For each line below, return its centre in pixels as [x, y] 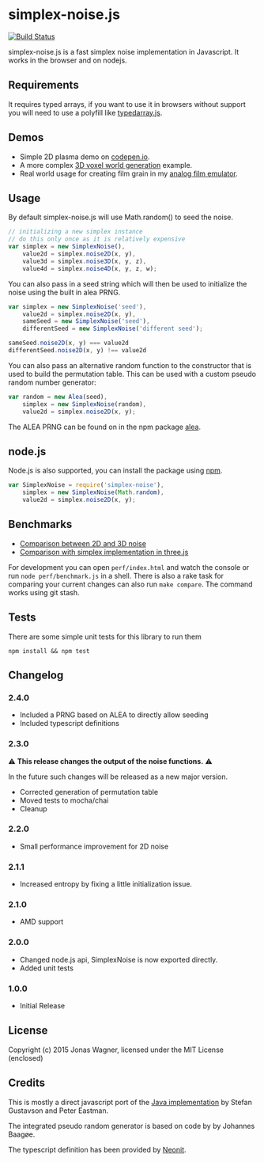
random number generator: [52, 382]
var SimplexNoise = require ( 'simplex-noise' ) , [86, 485]
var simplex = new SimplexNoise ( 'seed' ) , [77, 306]
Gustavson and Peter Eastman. [58, 1111]
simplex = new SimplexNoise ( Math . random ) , [93, 492]
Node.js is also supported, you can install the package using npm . [115, 471]
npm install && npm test [49, 651]
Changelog [36, 675]
